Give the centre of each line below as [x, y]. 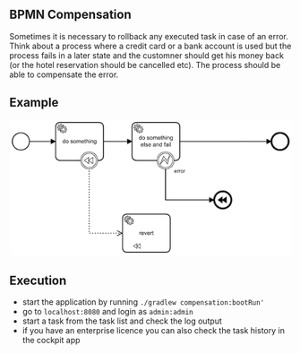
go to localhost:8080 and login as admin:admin [108, 312]
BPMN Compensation [70, 15]
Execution [38, 280]
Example [34, 103]
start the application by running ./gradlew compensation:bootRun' [143, 302]
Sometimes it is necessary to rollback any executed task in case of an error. [149, 36]
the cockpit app [51, 341]
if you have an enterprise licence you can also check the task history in [153, 331]
